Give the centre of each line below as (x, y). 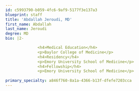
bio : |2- (15, 39)
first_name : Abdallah (28, 24)
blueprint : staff (24, 15)
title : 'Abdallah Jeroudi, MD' (39, 19)
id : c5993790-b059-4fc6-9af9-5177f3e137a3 (51, 10)
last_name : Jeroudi (26, 29)
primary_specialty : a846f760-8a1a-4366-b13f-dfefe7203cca (68, 81)
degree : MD (17, 34)
